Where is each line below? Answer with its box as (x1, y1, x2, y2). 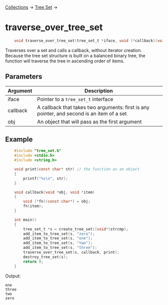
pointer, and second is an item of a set (37, 110, 127, 117)
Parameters (5, 72, 42, 81)
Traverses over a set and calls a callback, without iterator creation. (5, 47, 142, 53)
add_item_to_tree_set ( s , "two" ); (23, 240, 93, 245)
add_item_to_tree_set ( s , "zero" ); (23, 231, 95, 236)
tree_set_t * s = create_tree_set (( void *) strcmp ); (23, 226, 128, 231)
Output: (5, 272, 21, 279)
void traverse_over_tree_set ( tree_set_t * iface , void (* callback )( (14, 38, 157, 43)
